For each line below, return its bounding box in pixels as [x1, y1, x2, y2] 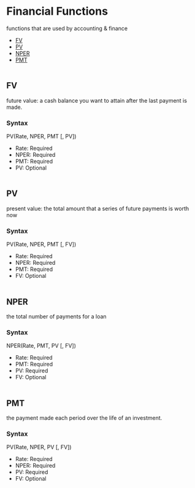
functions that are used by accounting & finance [6, 25, 128, 32]
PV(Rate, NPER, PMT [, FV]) [6, 241, 77, 248]
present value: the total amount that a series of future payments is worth [6, 205, 189, 212]
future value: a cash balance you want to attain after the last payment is [6, 96, 187, 104]
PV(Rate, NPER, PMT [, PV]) [6, 133, 77, 140]
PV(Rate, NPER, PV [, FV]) [6, 444, 72, 451]
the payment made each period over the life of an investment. [6, 414, 162, 422]
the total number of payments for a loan [6, 312, 107, 320]
